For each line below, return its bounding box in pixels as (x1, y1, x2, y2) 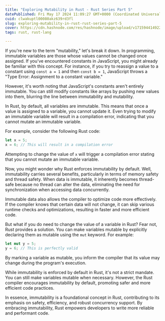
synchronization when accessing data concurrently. (5, 187, 110, 193)
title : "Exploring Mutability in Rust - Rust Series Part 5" (5, 7, 133, 12)
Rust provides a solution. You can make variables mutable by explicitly (5, 226, 147, 232)
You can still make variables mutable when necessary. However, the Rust (5, 274, 153, 280)
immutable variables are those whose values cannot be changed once (5, 53, 147, 59)
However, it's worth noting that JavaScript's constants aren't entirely (5, 83, 144, 89)
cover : (5, 25, 19, 30)
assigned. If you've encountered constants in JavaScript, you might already (5, 58, 158, 64)
